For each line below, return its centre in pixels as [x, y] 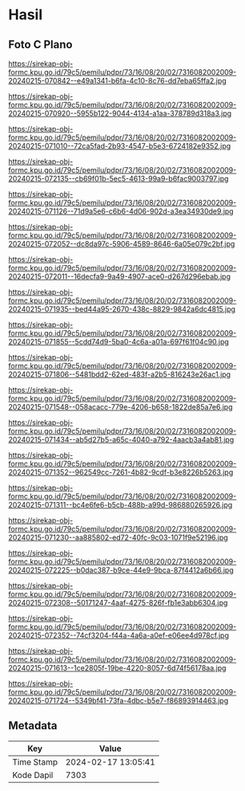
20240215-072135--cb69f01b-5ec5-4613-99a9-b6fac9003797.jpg [118, 179]
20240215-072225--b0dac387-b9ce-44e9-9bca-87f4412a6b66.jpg [121, 570]
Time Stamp [35, 762]
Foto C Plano [40, 45]
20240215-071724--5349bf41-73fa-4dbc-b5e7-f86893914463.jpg [118, 701]
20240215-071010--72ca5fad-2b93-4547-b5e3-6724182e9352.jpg [120, 146]
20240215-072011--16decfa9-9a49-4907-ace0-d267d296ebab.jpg [119, 276]
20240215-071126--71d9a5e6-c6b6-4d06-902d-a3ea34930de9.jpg [121, 211]
